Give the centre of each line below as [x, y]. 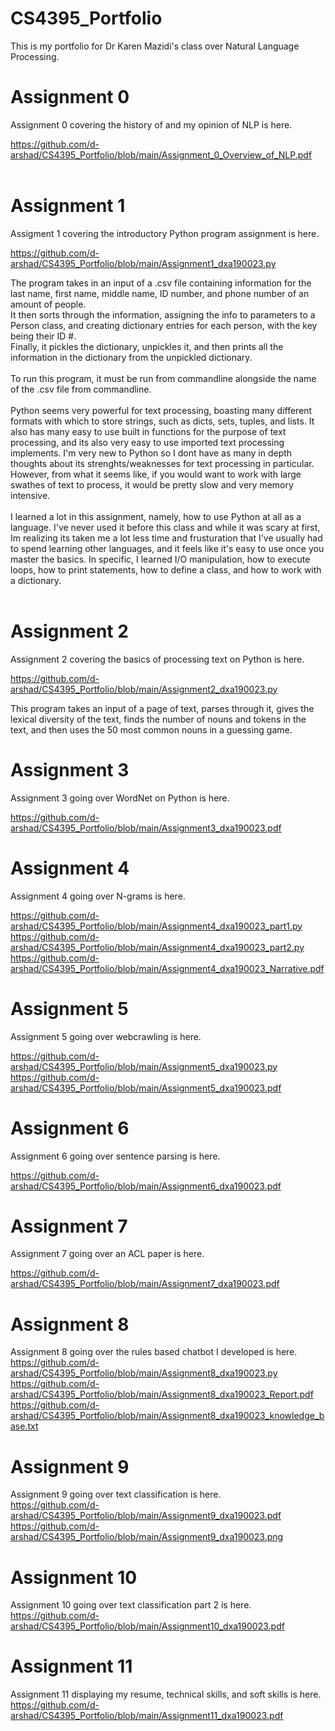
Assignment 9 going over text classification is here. [116, 1494]
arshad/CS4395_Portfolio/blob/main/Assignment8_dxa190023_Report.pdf [162, 1394]
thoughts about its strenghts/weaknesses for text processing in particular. [162, 463]
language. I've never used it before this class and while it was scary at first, [165, 527]
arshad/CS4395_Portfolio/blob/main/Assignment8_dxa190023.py [144, 1373]
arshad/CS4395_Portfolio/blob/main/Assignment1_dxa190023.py [143, 263]
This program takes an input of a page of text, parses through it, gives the [162, 708]
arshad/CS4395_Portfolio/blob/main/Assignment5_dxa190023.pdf [146, 1088]
